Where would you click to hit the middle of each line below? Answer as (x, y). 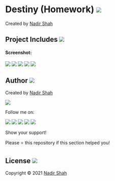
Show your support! (26, 133)
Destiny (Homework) (50, 9)
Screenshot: (18, 53)
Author (16, 80)
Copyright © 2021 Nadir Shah (36, 173)
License (18, 161)
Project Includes (32, 40)
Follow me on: (20, 112)
